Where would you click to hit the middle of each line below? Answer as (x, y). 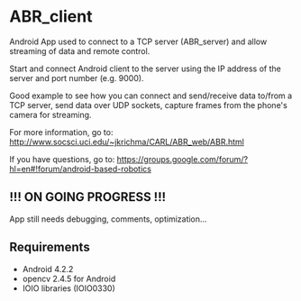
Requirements (50, 247)
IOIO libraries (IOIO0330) (68, 288)
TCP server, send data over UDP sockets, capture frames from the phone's (149, 105)
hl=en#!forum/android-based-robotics (80, 169)
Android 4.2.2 (48, 269)
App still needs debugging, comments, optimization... (108, 219)
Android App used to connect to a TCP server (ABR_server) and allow (138, 41)
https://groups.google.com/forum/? (182, 159)
